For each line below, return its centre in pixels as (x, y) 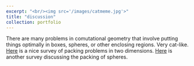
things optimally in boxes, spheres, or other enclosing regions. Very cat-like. (97, 45)
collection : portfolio (33, 22)
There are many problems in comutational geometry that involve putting (92, 39)
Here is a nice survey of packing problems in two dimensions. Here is (89, 51)
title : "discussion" (31, 17)
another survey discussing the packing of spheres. (67, 57)
